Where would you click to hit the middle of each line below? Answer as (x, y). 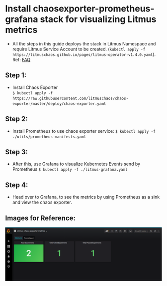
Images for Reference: (41, 218)
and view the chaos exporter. (42, 202)
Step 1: (16, 75)
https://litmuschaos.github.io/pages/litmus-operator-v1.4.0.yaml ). (84, 54)
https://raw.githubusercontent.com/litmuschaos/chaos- (70, 98)
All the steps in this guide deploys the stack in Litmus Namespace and (84, 43)
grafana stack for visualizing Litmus (81, 19)
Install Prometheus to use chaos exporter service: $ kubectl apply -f (84, 131)
